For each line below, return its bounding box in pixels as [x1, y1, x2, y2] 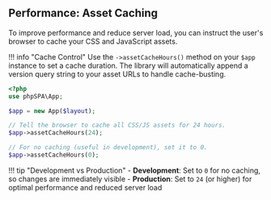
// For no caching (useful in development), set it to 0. [8, 144, 208, 152]
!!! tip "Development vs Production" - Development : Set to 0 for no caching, [8, 165, 261, 175]
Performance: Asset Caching [8, 6, 159, 20]
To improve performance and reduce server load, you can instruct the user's [8, 27, 264, 37]
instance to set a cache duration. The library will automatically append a [8, 60, 248, 70]
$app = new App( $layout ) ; [8, 106, 95, 115]
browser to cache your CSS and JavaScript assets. [8, 36, 178, 46]
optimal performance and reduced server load [8, 182, 163, 192]
